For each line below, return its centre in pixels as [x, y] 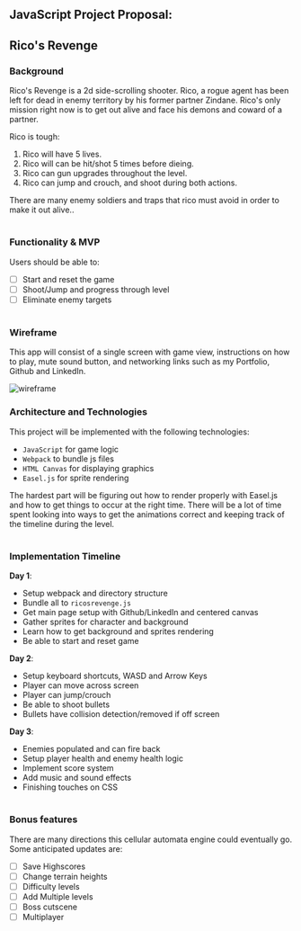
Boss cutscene [50, 907]
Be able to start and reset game [80, 641]
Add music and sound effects [77, 778]
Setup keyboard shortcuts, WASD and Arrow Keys [115, 676]
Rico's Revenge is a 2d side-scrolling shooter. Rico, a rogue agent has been [149, 91]
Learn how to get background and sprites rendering [118, 631]
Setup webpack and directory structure [95, 594]
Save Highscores [54, 866]
